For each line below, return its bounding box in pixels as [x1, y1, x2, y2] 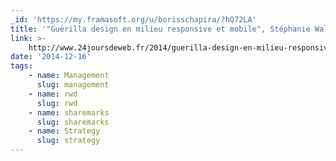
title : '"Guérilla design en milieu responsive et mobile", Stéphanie [10, 24, 311, 34]
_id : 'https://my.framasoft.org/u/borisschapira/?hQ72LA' [10, 14, 257, 25]
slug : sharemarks [36, 117, 110, 127]
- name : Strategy [28, 126, 101, 136]
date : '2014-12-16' [10, 52, 92, 62]
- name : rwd [28, 89, 78, 99]
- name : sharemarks [28, 107, 110, 118]
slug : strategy [36, 136, 101, 146]
